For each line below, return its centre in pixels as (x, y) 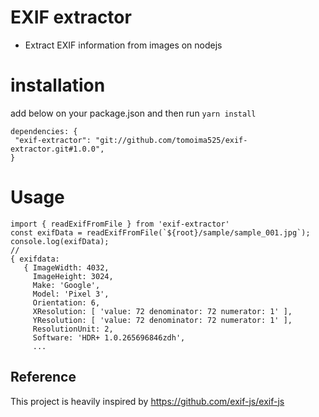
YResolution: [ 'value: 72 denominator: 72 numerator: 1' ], (162, 320)
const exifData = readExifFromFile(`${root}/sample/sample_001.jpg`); (160, 232)
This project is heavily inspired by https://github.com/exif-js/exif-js (147, 401)
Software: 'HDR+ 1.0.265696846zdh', (109, 337)
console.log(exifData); (60, 241)
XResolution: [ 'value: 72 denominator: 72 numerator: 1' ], (162, 311)
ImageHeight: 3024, (73, 276)
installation (58, 85)
